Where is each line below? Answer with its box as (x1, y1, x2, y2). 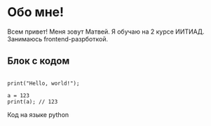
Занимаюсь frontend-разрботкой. (7, 34, 109, 43)
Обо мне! (7, 4, 64, 20)
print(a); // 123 (7, 98, 58, 105)
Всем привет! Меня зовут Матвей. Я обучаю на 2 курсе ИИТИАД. (7, 27, 205, 36)
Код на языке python (7, 110, 69, 119)
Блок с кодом (7, 55, 70, 67)
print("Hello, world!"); (7, 80, 80, 87)
